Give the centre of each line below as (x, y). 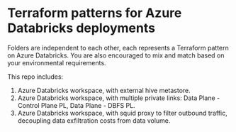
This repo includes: (35, 77)
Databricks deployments (82, 28)
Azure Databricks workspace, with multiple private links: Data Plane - (119, 98)
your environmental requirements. (57, 62)
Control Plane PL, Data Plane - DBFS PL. (77, 105)
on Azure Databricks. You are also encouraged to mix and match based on (116, 55)
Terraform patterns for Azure (95, 13)
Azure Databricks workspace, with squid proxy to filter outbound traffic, (123, 113)
